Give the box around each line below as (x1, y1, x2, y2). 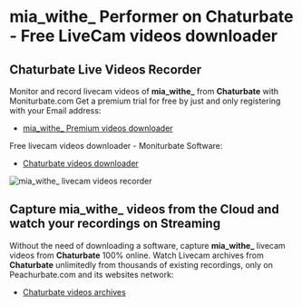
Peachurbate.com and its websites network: (9, 269, 174, 280)
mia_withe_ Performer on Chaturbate (9, 6, 294, 27)
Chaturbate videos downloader (22, 158, 139, 169)
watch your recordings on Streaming (9, 216, 220, 232)
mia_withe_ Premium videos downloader (22, 123, 174, 133)
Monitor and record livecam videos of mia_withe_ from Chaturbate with (9, 86, 279, 96)
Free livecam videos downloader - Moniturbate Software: (9, 141, 223, 151)
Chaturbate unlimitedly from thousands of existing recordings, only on (9, 259, 274, 270)
